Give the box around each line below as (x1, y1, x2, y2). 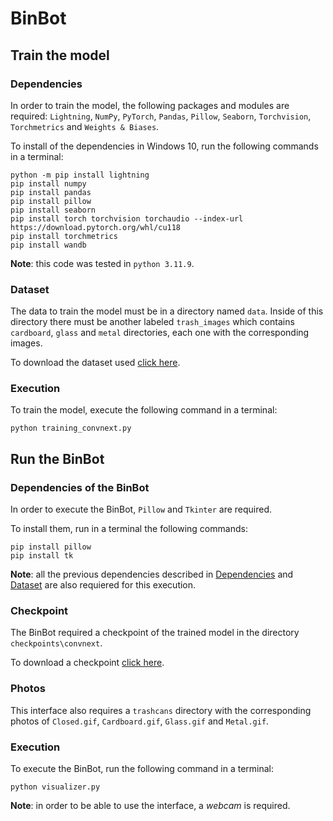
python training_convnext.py (10, 423, 132, 434)
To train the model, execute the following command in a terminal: (10, 404, 278, 416)
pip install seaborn (10, 205, 97, 215)
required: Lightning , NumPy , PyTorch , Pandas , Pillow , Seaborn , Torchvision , (10, 110, 312, 122)
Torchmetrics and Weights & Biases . (10, 120, 160, 132)
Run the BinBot (10, 450, 105, 467)
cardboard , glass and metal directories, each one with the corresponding (10, 327, 310, 339)
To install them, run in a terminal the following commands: (10, 523, 248, 535)
